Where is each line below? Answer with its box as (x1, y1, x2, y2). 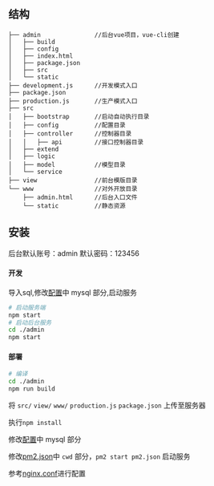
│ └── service (8, 168, 63, 176)
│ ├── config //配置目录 (8, 121, 126, 129)
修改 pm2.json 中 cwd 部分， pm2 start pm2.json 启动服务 (8, 452, 191, 461)
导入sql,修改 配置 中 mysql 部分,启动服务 (8, 287, 138, 297)
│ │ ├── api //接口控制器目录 (8, 138, 144, 146)
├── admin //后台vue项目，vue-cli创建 (8, 30, 180, 38)
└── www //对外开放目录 (8, 184, 138, 192)
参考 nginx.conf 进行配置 (8, 468, 87, 479)
